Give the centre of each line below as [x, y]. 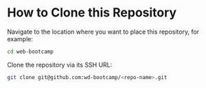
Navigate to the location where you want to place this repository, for [103, 32]
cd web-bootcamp [30, 52]
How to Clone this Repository [92, 13]
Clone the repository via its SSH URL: [60, 65]
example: [20, 38]
